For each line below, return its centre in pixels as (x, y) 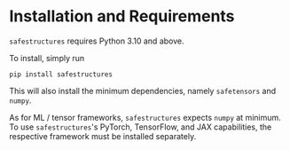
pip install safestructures (61, 74)
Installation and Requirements (122, 16)
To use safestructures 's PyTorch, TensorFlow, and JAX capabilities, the (141, 127)
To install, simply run (47, 58)
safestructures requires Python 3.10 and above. (97, 41)
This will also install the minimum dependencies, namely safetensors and (143, 91)
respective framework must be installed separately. (103, 136)
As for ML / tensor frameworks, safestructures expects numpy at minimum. (145, 117)
